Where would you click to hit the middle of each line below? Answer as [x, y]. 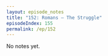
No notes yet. [23, 46]
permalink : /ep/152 [31, 29]
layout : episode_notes [35, 12]
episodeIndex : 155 [30, 23]
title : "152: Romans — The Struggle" [54, 18]
